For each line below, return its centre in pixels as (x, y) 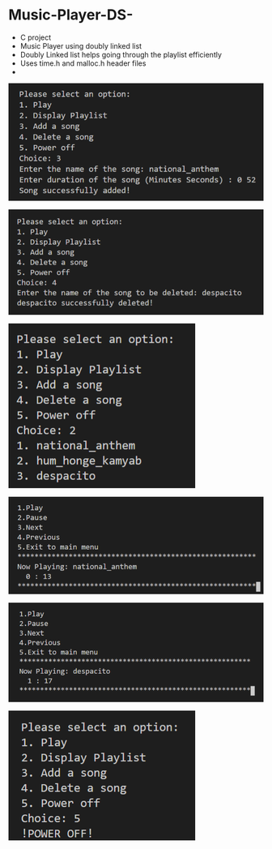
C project (36, 37)
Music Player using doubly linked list (81, 45)
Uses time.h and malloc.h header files (83, 63)
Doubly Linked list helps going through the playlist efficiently (121, 54)
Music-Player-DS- (71, 15)
